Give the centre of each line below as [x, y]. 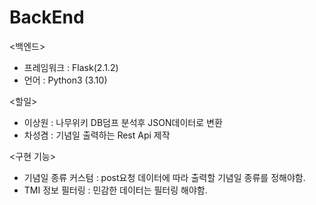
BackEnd [47, 17]
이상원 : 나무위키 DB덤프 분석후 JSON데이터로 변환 [123, 122]
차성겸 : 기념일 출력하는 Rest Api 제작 [97, 135]
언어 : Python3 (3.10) [65, 80]
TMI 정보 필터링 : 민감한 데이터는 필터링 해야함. [115, 190]
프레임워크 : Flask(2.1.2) [71, 67]
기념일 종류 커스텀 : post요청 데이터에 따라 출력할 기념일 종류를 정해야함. [164, 177]
